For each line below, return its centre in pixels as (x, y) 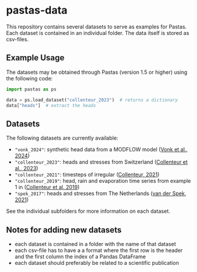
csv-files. (17, 39)
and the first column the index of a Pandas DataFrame (80, 257)
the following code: (29, 78)
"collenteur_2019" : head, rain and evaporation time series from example (103, 181)
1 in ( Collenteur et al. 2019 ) (47, 187)
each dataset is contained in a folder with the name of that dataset (95, 244)
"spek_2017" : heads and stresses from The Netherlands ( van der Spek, (101, 193)
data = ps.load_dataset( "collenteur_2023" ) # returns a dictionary (92, 100)
